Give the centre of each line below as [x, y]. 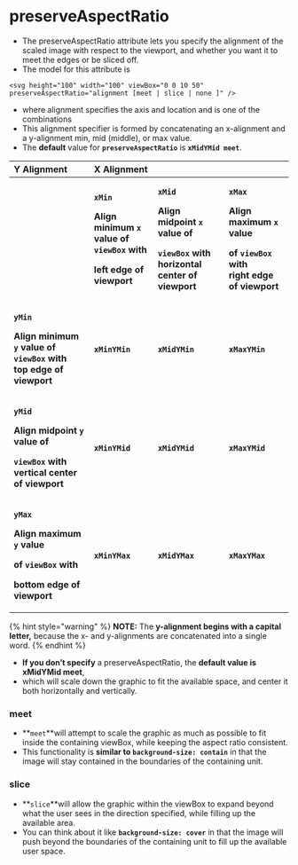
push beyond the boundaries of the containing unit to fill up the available [154, 841]
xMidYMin [176, 349]
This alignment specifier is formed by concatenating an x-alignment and [153, 128]
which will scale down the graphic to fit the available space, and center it [155, 681]
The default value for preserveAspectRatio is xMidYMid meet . [132, 147]
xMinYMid [112, 448]
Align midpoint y [49, 430]
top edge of [39, 369]
